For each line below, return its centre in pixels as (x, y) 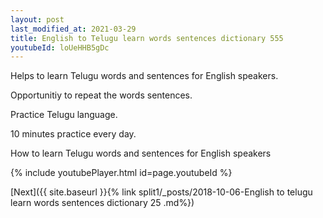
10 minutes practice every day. (73, 134)
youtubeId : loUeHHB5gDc (60, 47)
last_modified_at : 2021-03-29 (73, 29)
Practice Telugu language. (64, 115)
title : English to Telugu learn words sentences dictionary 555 (147, 38)
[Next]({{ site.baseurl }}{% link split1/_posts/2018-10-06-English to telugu (161, 192)
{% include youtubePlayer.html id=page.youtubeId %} (121, 173)
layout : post (37, 19)
